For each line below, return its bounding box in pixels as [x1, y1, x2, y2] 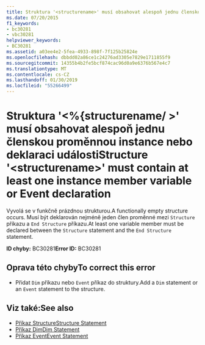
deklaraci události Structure [6, 148, 148, 162]
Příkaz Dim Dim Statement [15, 325, 80, 333]
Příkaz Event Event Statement [15, 332, 88, 340]
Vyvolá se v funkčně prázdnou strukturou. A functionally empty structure [6, 207, 188, 214]
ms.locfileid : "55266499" [6, 83, 72, 89]
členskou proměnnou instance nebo [6, 135, 193, 149]
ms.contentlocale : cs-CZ [6, 71, 70, 78]
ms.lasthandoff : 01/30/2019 [6, 77, 78, 83]
